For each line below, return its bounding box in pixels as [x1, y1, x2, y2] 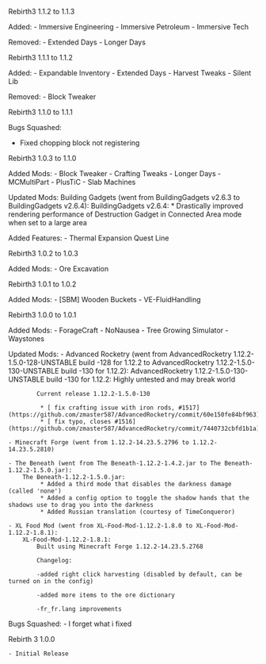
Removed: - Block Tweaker [8, 92, 97, 102]
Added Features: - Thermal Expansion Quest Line [8, 233, 169, 243]
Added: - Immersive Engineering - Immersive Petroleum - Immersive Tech [8, 22, 249, 31]
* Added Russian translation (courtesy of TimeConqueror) [40, 508, 236, 516]
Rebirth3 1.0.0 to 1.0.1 [8, 310, 77, 320]
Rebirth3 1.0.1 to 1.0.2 [8, 279, 77, 289]
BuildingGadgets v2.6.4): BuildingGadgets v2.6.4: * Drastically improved [8, 202, 244, 210]
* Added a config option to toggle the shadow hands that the [40, 494, 249, 502]
